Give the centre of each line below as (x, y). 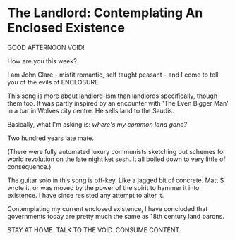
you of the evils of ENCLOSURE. (54, 82)
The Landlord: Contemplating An (105, 13)
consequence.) (29, 166)
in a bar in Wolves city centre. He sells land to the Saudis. (91, 110)
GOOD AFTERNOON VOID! (46, 47)
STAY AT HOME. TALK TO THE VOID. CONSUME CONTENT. (94, 229)
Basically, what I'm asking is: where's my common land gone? (97, 124)
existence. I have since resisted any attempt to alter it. (86, 195)
